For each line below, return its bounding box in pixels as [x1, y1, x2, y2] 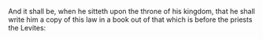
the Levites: [8, 23, 46, 32]
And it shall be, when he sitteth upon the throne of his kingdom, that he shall [8, 7, 256, 16]
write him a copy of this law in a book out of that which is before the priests [8, 15, 253, 24]
